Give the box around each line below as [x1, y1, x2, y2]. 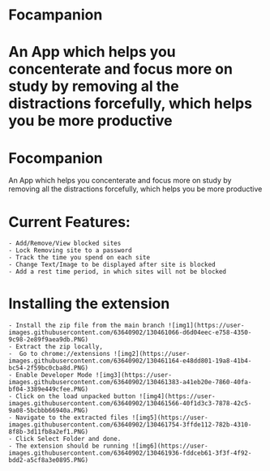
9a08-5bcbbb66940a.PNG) [8, 407, 89, 415]
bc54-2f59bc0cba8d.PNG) [8, 364, 89, 372]
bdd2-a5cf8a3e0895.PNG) [8, 456, 89, 465]
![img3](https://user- [95, 371, 173, 379]
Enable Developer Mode [15, 371, 92, 379]
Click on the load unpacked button [15, 392, 136, 400]
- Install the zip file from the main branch [8, 322, 165, 330]
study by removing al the [8, 77, 180, 96]
